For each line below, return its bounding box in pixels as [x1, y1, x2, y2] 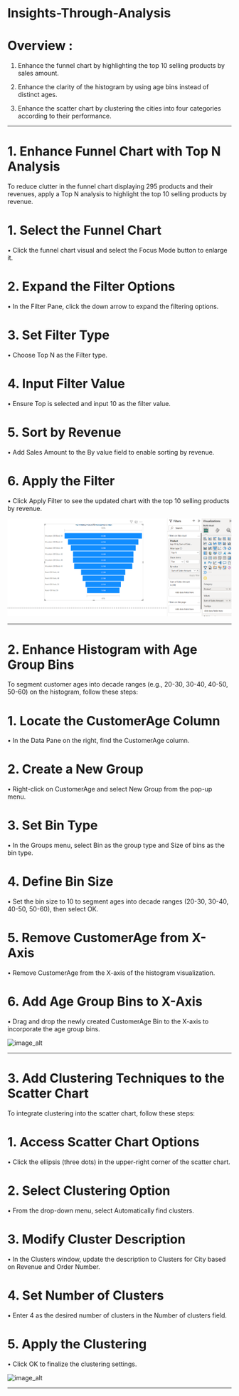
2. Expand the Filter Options [7, 278, 176, 295]
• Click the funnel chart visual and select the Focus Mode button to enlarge [7, 246, 228, 254]
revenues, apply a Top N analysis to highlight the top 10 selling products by [7, 190, 228, 198]
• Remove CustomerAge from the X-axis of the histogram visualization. [7, 968, 216, 977]
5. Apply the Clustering [7, 1336, 147, 1352]
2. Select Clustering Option [7, 1183, 171, 1199]
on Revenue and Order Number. [7, 1262, 101, 1271]
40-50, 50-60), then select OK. [7, 905, 99, 914]
